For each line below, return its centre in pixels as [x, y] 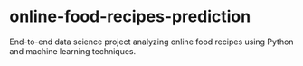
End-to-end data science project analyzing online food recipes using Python [151, 42]
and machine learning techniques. [73, 51]
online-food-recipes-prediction [130, 17]
